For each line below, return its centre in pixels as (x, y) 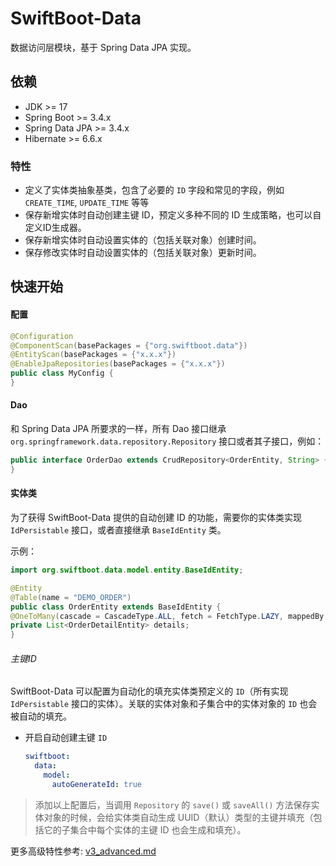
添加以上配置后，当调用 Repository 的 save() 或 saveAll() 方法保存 (173, 804)
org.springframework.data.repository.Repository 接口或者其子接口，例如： (167, 441)
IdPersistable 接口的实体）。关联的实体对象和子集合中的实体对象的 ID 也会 (164, 704)
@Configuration (42, 336)
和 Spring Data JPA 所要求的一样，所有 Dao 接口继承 (118, 429)
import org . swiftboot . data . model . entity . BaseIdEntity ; (127, 570)
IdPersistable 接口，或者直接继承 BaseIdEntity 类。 (118, 530)
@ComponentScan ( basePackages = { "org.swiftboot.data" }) (129, 345)
